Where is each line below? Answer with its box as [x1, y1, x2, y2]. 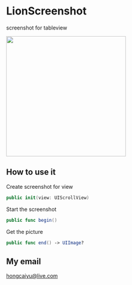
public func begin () [6, 217, 58, 223]
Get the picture [6, 228, 44, 235]
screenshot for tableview [6, 24, 67, 31]
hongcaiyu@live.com [6, 272, 58, 280]
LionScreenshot [6, 4, 87, 18]
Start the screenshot [6, 206, 57, 213]
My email [6, 256, 41, 266]
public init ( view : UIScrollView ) [6, 194, 90, 201]
